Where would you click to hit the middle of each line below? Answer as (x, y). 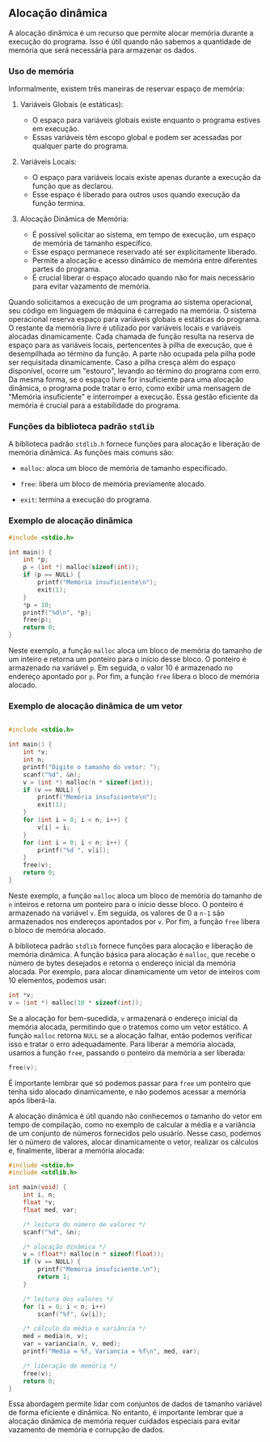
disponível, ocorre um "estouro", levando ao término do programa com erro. (135, 371)
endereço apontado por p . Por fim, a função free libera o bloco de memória (134, 677)
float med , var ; (51, 1210)
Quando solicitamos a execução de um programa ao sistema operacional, (131, 302)
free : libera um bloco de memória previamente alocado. (113, 484)
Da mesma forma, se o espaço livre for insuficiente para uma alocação (126, 379)
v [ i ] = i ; (54, 827)
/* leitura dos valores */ (68, 1299)
